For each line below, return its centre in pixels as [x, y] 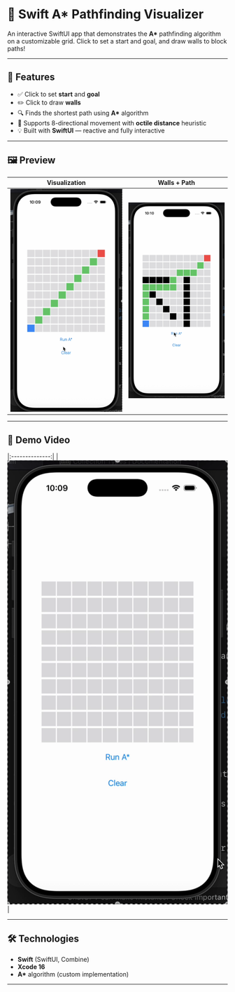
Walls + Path [177, 183]
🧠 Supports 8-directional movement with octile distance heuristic [112, 123]
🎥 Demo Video [39, 440]
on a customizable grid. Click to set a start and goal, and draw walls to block [117, 41]
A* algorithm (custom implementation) [73, 974]
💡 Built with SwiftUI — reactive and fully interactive [91, 130]
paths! [16, 48]
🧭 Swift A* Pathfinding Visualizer [106, 14]
